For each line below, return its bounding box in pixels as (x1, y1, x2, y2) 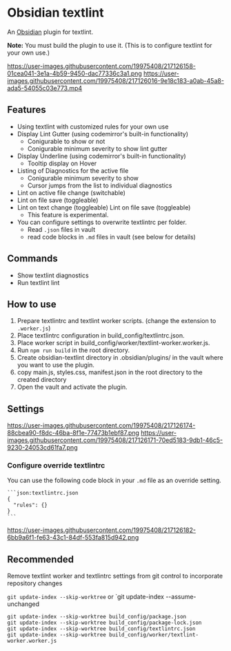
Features (7, 104, 46, 116)
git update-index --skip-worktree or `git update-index (7, 593, 164, 601)
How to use (7, 298, 57, 310)
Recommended (7, 553, 74, 565)
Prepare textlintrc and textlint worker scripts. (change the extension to (17, 317, 217, 325)
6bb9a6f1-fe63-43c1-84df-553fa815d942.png (7, 533, 139, 542)
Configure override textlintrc (7, 461, 106, 470)
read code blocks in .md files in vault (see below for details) (27, 232, 197, 241)
